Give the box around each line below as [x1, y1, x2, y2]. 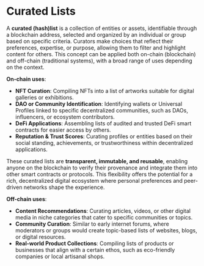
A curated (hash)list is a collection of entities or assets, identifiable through [6, 24, 197, 32]
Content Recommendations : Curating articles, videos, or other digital [15, 207, 191, 215]
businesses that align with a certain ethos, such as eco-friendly [15, 246, 175, 253]
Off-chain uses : [6, 195, 47, 202]
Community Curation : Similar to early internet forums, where [15, 220, 169, 227]
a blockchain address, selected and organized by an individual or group [6, 31, 186, 38]
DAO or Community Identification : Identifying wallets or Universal [15, 100, 183, 108]
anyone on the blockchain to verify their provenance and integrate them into [6, 164, 198, 171]
